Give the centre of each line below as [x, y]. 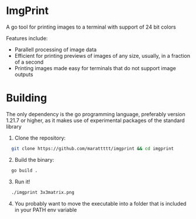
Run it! [22, 182]
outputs [24, 74]
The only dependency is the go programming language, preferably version [96, 114]
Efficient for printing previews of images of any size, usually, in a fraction [102, 55]
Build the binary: [34, 159]
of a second [29, 62]
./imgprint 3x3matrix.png [43, 192]
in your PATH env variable [46, 210]
